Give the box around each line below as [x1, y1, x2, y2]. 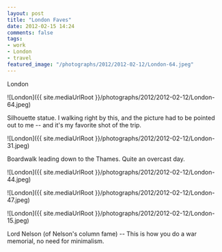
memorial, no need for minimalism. [7, 237, 105, 245]
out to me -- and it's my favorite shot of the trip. [7, 121, 142, 129]
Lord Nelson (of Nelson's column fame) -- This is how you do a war [7, 229, 197, 238]
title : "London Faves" [7, 16, 72, 23]
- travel [7, 55, 32, 62]
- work [7, 42, 26, 49]
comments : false [7, 29, 53, 36]
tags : [7, 36, 23, 42]
